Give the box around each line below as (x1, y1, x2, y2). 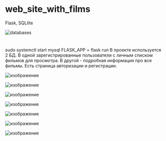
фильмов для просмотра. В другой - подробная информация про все (5, 58, 152, 64)
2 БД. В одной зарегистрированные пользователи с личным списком (5, 52, 153, 58)
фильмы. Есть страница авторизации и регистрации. (5, 63, 117, 69)
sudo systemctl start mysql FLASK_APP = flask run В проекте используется (5, 47, 162, 53)
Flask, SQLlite (5, 20, 33, 26)
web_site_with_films (5, 3, 91, 15)
